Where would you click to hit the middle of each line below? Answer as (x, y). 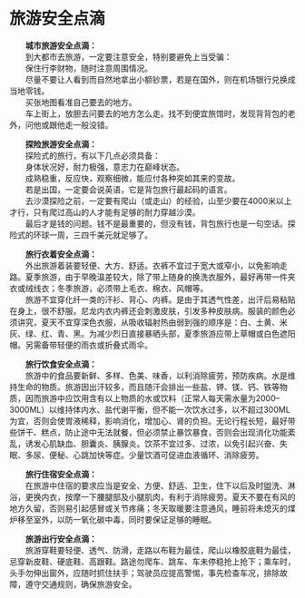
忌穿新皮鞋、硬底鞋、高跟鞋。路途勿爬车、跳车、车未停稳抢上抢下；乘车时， (152, 561)
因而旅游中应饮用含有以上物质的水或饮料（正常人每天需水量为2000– (152, 398)
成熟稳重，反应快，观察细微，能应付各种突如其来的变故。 (133, 178)
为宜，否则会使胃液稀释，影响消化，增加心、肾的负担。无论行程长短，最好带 (152, 421)
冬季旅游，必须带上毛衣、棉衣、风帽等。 (133, 288)
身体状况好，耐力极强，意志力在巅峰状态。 (105, 167)
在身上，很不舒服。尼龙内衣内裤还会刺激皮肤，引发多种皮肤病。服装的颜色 (148, 310)
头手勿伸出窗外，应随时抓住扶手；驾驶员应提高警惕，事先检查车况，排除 (144, 573)
